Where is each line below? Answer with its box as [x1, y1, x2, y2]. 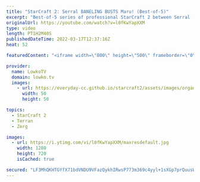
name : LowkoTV [11, 69, 46, 75]
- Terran [11, 118, 33, 124]
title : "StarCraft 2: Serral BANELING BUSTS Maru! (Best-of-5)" [6, 8, 169, 15]
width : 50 [21, 91, 46, 97]
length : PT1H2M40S [6, 31, 52, 37]
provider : [6, 63, 31, 69]
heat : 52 [6, 42, 28, 48]
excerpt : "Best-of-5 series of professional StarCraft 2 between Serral [6, 14, 190, 20]
